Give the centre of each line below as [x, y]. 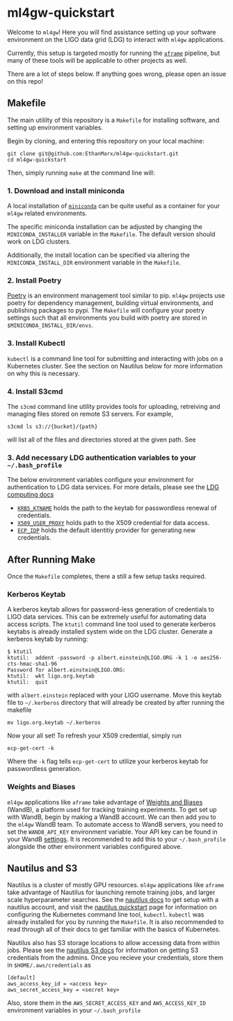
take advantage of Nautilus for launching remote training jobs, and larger [111, 892]
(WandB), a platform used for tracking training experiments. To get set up [112, 809]
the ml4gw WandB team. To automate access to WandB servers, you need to [115, 824]
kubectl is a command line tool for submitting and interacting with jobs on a [115, 358]
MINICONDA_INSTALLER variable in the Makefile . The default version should [111, 234]
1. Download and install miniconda [66, 191]
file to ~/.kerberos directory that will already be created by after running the [116, 703]
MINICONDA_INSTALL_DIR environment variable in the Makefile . [94, 263]
